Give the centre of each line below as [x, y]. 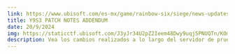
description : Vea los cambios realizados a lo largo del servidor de [111, 40]
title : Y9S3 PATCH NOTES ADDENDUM [58, 20]
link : [15, 14]
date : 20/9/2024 [31, 27]
